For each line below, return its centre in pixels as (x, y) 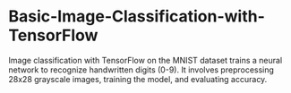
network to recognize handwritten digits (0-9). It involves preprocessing (141, 70)
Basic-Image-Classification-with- (137, 17)
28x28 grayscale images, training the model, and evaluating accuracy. (138, 79)
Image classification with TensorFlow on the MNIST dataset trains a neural (145, 60)
